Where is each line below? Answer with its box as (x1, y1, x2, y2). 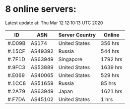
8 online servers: (5, 3, 76, 15)
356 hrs (101, 39, 120, 46)
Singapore (58, 56, 83, 63)
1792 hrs (101, 56, 123, 63)
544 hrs (101, 48, 120, 55)
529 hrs (101, 72, 120, 78)
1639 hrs (101, 64, 123, 71)
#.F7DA (7, 96, 26, 103)
